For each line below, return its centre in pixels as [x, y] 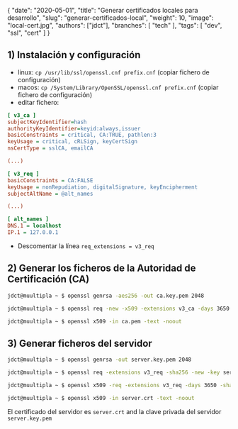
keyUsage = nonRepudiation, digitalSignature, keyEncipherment [103, 187]
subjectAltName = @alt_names [50, 194]
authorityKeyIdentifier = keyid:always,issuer [74, 128]
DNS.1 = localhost [34, 226]
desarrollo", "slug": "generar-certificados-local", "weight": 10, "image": [110, 18]
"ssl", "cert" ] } [29, 33]
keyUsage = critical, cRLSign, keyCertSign [73, 142]
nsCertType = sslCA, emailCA [50, 148]
